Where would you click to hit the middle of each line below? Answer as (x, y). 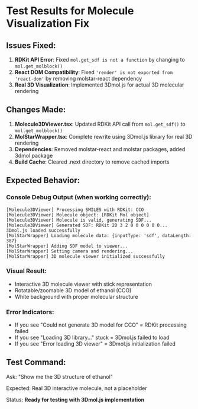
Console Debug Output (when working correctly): (79, 197)
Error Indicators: (30, 312)
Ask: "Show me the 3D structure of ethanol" (60, 376)
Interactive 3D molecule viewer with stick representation (83, 284)
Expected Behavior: (43, 180)
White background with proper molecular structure (76, 296)
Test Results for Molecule (70, 11)
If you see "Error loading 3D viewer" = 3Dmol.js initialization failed (95, 344)
